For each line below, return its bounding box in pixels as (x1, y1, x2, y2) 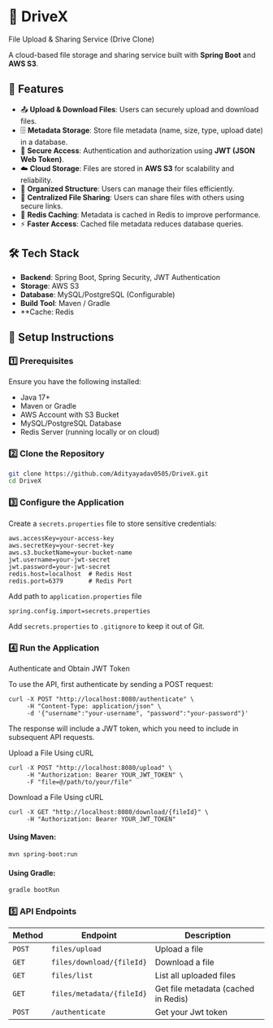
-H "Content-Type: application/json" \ (26, 702, 162, 711)
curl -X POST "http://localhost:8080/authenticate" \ (8, 695, 195, 703)
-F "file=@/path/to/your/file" (26, 777, 132, 786)
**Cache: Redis (19, 307, 75, 317)
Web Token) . (19, 154, 65, 164)
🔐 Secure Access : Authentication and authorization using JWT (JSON (19, 146, 256, 155)
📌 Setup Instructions (8, 330, 115, 344)
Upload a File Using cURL (8, 748, 94, 758)
